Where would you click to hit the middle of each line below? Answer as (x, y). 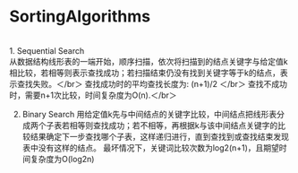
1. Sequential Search (47, 50)
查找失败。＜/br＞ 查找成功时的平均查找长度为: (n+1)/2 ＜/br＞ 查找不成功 (152, 83)
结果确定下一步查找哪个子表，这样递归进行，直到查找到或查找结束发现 (159, 136)
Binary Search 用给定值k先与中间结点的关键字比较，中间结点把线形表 (149, 114)
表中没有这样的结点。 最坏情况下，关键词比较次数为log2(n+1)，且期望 (151, 147)
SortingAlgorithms (80, 17)
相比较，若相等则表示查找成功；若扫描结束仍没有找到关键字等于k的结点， (145, 73)
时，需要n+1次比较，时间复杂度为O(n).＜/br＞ (93, 95)
